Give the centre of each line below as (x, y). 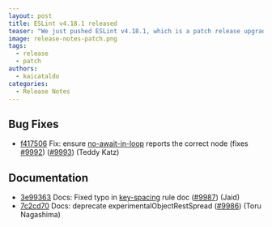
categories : (28, 84)
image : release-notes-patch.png (63, 39)
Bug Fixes (34, 124)
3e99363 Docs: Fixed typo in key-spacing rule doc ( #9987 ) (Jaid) (130, 197)
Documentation (49, 178)
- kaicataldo (38, 76)
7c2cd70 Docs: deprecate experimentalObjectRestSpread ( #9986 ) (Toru (140, 206)
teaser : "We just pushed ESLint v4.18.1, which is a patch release (125, 31)
